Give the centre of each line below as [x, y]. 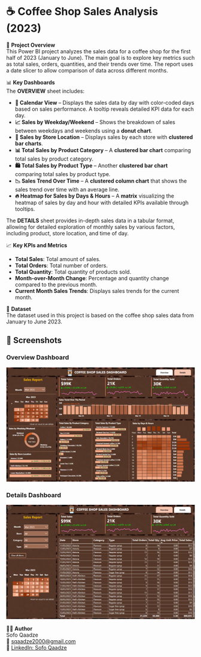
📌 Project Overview [31, 45]
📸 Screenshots [34, 340]
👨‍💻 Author [19, 628]
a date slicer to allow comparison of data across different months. [87, 70]
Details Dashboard [34, 495]
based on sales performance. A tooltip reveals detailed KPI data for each [104, 109]
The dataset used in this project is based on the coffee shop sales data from [100, 315]
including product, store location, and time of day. [68, 233]
